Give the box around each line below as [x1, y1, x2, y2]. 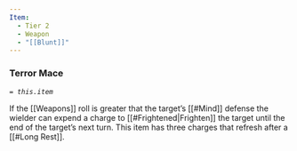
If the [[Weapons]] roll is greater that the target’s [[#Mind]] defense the [9, 103, 269, 114]
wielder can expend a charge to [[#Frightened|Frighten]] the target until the [9, 112, 286, 123]
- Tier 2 [17, 21, 50, 30]
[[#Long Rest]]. [9, 131, 65, 142]
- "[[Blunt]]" [17, 37, 69, 47]
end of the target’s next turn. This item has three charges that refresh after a [9, 122, 289, 132]
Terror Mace [9, 68, 64, 80]
